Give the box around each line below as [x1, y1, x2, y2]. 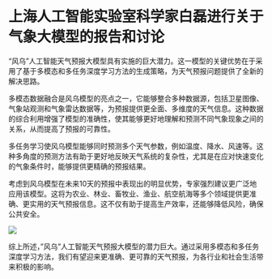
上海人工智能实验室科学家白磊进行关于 [8, 7, 265, 26]
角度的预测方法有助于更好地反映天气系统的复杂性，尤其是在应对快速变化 [22, 151, 264, 161]
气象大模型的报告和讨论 [8, 28, 165, 46]
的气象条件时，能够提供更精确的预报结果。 [8, 161, 151, 171]
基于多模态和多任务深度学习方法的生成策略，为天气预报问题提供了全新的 [22, 66, 264, 75]
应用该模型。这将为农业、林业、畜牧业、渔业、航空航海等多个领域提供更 [8, 188, 249, 199]
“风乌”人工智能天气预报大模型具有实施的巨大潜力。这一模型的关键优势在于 [8, 56, 257, 66]
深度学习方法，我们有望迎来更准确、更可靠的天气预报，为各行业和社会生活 [8, 251, 257, 261]
